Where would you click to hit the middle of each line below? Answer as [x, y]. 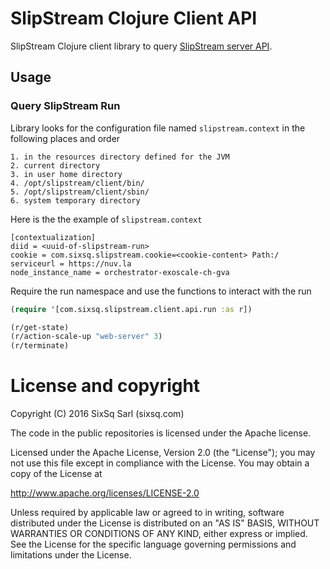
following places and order [65, 138]
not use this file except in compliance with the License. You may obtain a [160, 463]
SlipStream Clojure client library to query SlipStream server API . [141, 46]
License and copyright [105, 386]
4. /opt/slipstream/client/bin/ [77, 183]
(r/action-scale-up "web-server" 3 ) [86, 337]
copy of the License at [56, 474]
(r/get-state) [40, 327]
